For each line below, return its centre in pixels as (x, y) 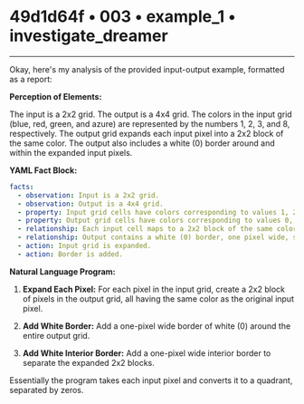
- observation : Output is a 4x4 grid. (91, 204)
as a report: (31, 79)
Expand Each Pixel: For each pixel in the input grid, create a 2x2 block (153, 289)
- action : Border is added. (71, 254)
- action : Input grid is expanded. (85, 246)
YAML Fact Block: (43, 170)
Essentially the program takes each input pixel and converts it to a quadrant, (151, 380)
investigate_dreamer (89, 36)
